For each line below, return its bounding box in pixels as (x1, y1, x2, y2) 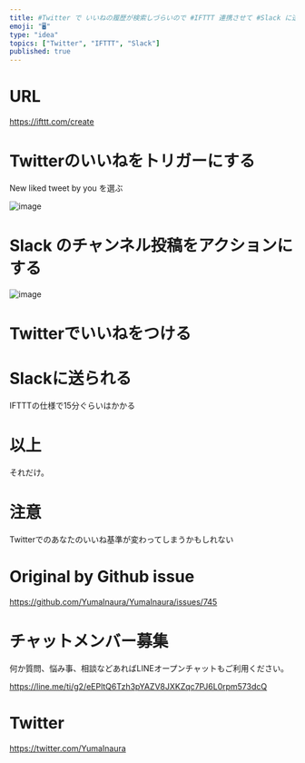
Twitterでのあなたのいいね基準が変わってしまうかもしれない (9, 533, 234, 545)
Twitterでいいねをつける (9, 323, 192, 344)
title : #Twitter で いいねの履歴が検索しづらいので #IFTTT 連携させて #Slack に (9, 13, 292, 23)
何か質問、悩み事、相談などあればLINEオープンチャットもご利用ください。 (9, 662, 289, 673)
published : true (9, 47, 71, 56)
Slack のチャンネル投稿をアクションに (9, 235, 293, 256)
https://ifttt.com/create (9, 116, 94, 127)
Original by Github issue (9, 567, 195, 587)
